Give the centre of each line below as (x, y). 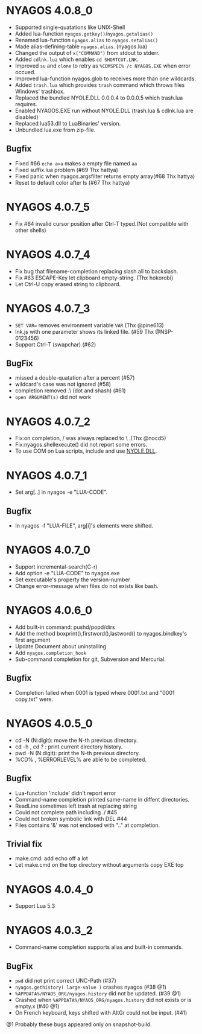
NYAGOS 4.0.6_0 (49, 611)
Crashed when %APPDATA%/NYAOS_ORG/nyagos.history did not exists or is (103, 1000)
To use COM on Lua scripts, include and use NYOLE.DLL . (86, 451)
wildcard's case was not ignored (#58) (63, 385)
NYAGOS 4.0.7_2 (48, 422)
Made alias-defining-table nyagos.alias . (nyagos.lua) (81, 46)
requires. (26, 104)
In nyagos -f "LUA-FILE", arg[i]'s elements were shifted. (84, 526)
